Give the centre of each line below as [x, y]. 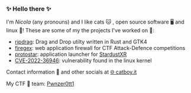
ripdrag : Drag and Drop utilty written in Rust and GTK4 [81, 42]
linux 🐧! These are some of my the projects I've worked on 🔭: [80, 31]
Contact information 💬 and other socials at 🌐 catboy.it [72, 72]
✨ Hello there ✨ [29, 9]
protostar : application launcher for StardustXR [71, 54]
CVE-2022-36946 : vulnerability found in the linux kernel [83, 61]
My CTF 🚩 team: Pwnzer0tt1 [40, 84]
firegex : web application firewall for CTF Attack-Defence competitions [100, 48]
